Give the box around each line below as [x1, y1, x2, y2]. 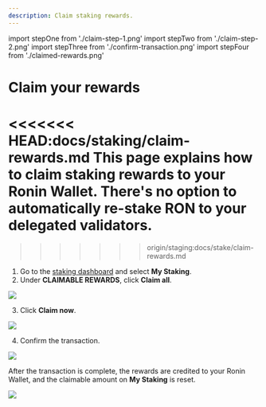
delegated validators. [8, 217, 153, 234]
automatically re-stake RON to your [8, 200, 247, 217]
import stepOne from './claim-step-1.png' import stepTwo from [8, 33, 213, 43]
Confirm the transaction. [19, 335, 100, 345]
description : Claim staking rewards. [8, 11, 134, 20]
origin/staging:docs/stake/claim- [147, 242, 255, 252]
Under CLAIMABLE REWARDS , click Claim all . [19, 275, 173, 284]
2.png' [8, 41, 30, 52]
